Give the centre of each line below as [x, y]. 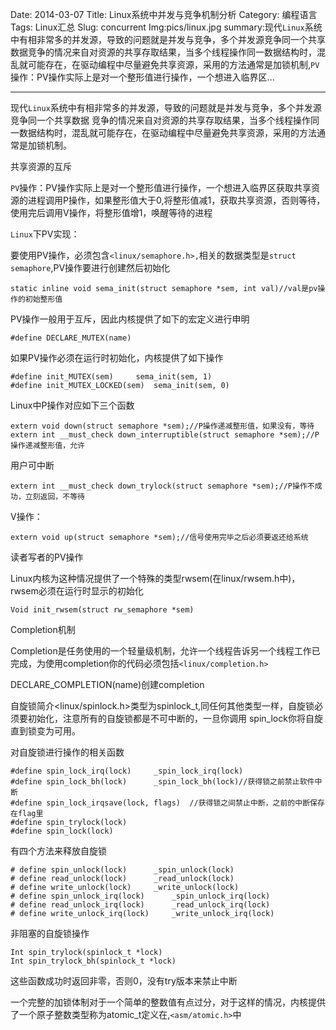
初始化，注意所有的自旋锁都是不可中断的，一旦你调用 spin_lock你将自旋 [175, 718]
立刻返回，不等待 [54, 497]
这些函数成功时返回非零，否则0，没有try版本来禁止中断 [124, 981]
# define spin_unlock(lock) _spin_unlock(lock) [122, 870]
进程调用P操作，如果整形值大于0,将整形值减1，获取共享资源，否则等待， [176, 200]
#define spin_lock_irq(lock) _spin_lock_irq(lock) [127, 771]
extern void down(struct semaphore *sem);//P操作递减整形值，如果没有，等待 [162, 426]
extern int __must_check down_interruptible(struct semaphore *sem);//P [165, 435]
